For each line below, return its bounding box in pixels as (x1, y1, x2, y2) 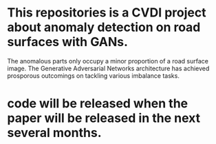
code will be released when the (7, 96, 188, 112)
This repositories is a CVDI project (7, 5, 206, 21)
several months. (7, 125, 102, 141)
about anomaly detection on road (7, 19, 201, 35)
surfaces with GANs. (7, 34, 129, 50)
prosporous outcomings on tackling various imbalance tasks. (7, 71, 180, 80)
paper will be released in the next (7, 110, 201, 126)
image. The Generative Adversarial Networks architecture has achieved (7, 64, 210, 72)
